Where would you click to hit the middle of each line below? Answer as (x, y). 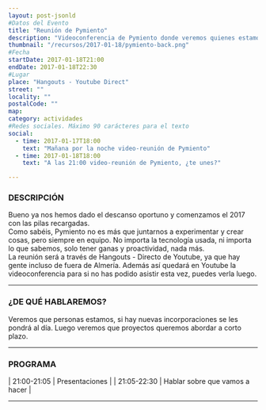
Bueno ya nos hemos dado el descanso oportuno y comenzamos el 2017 (127, 215)
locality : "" (30, 97)
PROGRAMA (32, 364)
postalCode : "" (33, 104)
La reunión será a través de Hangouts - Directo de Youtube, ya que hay (124, 257)
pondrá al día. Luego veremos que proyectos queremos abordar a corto (125, 328)
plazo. (18, 336)
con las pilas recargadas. (49, 224)
